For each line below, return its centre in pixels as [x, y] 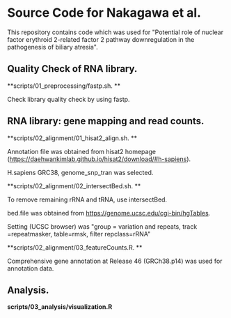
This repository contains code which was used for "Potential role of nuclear [115, 32]
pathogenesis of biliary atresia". [53, 47]
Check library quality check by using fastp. [69, 99]
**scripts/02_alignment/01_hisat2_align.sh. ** [72, 138]
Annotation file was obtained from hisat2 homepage [82, 151]
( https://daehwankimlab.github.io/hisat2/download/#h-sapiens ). [99, 159]
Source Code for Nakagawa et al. [104, 13]
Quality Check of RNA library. [72, 69]
